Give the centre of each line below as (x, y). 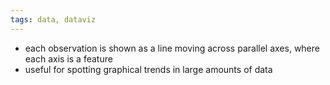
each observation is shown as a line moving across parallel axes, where (172, 48)
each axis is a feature (68, 58)
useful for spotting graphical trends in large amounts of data (148, 69)
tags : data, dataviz (53, 19)
